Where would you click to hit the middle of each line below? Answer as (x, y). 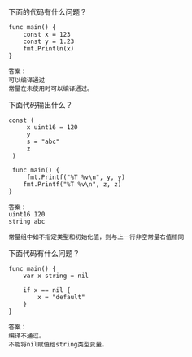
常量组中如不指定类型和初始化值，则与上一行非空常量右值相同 (96, 237)
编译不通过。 (27, 336)
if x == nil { (47, 290)
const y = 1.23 (49, 41)
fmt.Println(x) (49, 49)
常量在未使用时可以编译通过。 (51, 89)
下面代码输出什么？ (41, 105)
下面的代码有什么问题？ (48, 12)
